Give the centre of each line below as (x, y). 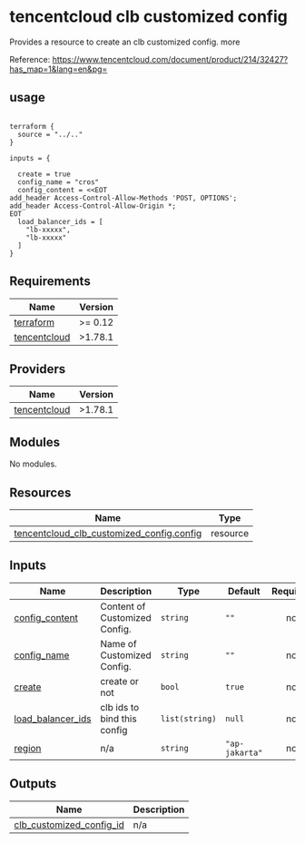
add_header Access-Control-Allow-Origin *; (93, 206)
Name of (118, 643)
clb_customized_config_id (69, 825)
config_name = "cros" (59, 182)
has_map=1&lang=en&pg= (59, 69)
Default (244, 591)
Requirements (50, 282)
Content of (123, 606)
